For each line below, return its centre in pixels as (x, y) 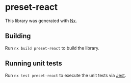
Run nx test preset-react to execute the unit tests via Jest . (65, 75)
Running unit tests (34, 64)
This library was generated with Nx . (41, 21)
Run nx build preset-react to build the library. (52, 48)
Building (18, 36)
